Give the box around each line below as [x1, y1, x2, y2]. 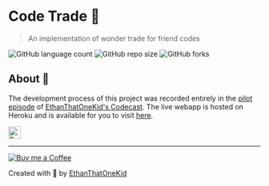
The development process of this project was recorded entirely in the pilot [8, 93, 253, 103]
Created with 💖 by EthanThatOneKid [8, 168, 127, 178]
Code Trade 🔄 [8, 7, 100, 26]
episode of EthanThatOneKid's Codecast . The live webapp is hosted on [8, 101, 244, 111]
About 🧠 [8, 72, 50, 86]
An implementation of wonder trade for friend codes [27, 34, 200, 43]
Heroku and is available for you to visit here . [8, 110, 154, 120]
